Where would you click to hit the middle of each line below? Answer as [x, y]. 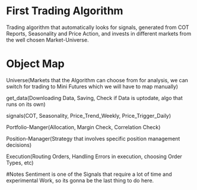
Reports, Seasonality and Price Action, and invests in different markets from [99, 33]
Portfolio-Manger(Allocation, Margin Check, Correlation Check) [83, 127]
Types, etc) [20, 162]
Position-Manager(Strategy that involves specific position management [93, 139]
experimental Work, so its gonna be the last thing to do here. [80, 180]
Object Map [35, 64]
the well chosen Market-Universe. [47, 40]
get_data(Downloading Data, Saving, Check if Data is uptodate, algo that [94, 98]
